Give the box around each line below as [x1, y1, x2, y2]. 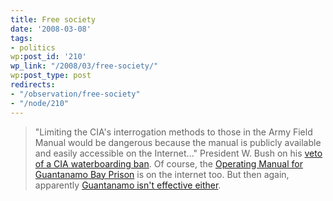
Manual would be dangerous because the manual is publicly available [34, 136, 322, 148]
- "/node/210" [10, 98, 70, 108]
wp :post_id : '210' [10, 52, 87, 62]
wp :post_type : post [10, 71, 92, 81]
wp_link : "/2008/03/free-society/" [10, 61, 159, 71]
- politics [10, 42, 56, 53]
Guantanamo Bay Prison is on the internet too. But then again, [34, 168, 290, 180]
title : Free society [10, 14, 97, 25]
